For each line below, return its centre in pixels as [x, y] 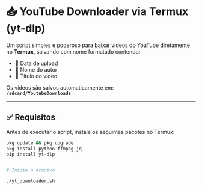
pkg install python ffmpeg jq [44, 149]
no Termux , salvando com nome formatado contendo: [73, 51]
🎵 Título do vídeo [36, 76]
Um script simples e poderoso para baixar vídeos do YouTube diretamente [98, 45]
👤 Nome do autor [36, 69]
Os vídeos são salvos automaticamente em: [60, 87]
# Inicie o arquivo [31, 170]
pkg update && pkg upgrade [40, 143]
